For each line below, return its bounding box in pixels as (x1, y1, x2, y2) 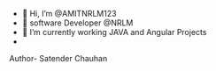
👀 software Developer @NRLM (21, 18, 134, 28)
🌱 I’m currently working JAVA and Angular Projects (21, 27, 207, 37)
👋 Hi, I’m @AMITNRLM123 (21, 9, 117, 18)
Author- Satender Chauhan (9, 53, 108, 63)
